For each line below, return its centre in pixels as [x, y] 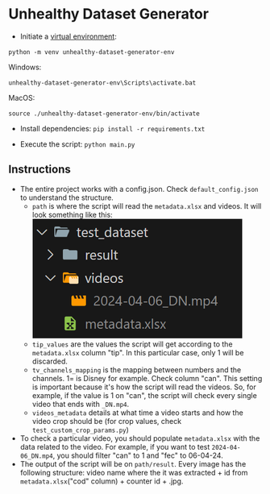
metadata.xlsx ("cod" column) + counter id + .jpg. [102, 481]
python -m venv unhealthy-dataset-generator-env [91, 52]
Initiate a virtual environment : [68, 36]
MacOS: [22, 98]
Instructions [39, 170]
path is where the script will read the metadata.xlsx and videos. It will [147, 205]
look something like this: [72, 214]
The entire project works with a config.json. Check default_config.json [139, 189]
